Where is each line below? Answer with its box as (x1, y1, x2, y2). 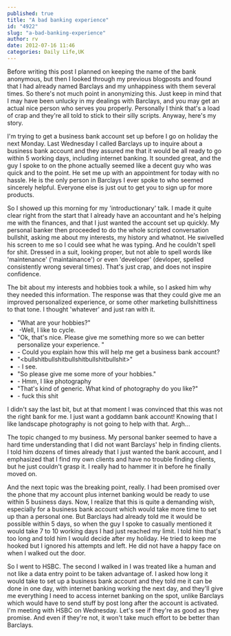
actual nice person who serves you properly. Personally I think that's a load (7, 104, 220, 112)
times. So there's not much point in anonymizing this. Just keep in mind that (7, 89, 222, 97)
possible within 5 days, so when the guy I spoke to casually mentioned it (7, 520, 212, 528)
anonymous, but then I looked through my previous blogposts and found (7, 74, 212, 83)
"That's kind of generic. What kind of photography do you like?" (16, 384, 199, 393)
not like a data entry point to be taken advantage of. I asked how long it (7, 569, 208, 577)
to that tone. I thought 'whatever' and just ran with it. (7, 305, 156, 314)
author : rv (7, 36, 38, 43)
